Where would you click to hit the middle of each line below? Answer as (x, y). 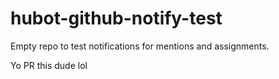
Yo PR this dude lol (49, 65)
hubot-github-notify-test (116, 18)
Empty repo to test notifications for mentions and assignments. (140, 46)
